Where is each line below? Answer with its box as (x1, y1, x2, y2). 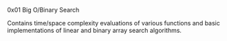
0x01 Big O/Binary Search (7, 6, 80, 14)
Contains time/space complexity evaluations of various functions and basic (7, 19, 220, 27)
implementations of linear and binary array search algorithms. (7, 27, 182, 34)
